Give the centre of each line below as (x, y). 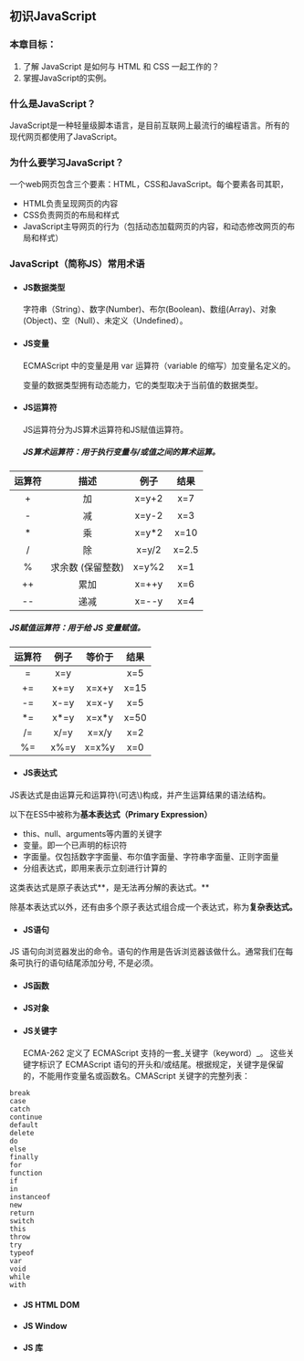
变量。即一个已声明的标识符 (75, 845)
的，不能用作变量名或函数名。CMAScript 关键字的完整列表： (136, 1075)
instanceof (30, 1197)
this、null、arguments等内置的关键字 (92, 833)
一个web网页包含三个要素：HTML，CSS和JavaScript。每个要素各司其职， (149, 185)
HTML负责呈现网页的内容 (70, 204)
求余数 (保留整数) (88, 567)
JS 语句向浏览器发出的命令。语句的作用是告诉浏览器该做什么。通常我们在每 (152, 952)
